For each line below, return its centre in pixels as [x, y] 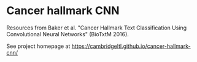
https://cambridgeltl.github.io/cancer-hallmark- [131, 46]
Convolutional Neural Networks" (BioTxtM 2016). [68, 34]
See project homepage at [38, 46]
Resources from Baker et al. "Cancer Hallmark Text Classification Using [97, 28]
